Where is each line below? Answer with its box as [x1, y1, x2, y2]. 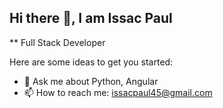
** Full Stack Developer [9, 36, 106, 48]
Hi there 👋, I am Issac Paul [9, 10, 173, 27]
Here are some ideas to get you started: [9, 56, 174, 68]
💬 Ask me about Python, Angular [23, 75, 159, 87]
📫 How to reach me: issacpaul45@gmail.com [23, 86, 213, 98]
